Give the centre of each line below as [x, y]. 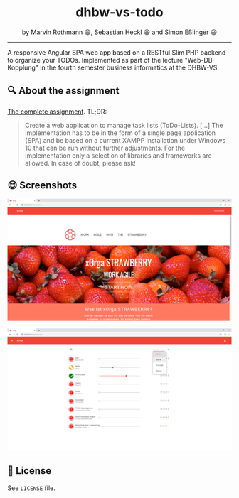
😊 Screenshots [42, 185]
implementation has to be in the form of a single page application [120, 133]
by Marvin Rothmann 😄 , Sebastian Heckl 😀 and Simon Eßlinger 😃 [119, 32]
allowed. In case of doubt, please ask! [80, 163]
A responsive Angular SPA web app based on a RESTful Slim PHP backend [117, 52]
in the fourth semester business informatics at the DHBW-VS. [129, 67]
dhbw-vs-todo [119, 12]
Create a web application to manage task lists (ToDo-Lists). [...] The [124, 125]
